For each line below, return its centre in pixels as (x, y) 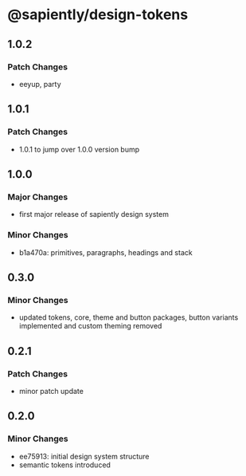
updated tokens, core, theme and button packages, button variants (129, 317)
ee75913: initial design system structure (84, 456)
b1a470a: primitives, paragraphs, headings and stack (105, 252)
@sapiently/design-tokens (98, 15)
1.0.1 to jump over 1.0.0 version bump (79, 149)
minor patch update (51, 391)
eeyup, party (40, 84)
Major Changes (38, 197)
